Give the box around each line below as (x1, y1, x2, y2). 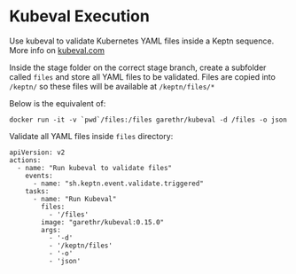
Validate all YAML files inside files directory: (9, 130, 174, 141)
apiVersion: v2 (9, 148, 66, 157)
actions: (9, 155, 42, 165)
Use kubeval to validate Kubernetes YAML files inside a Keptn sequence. (9, 35, 275, 46)
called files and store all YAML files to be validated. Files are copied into (9, 71, 277, 82)
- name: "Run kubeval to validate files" (17, 163, 173, 172)
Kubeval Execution (9, 6, 151, 27)
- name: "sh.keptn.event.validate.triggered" (32, 179, 204, 188)
